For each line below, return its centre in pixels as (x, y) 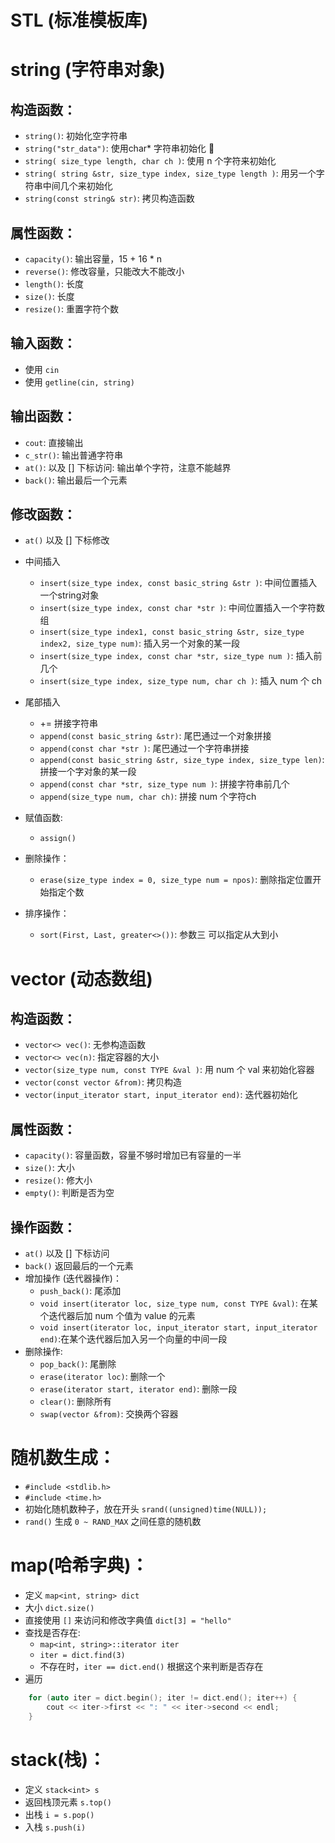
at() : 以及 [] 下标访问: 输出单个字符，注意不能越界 (128, 467)
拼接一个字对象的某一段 (88, 772)
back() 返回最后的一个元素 (79, 1266)
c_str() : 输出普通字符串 (73, 455)
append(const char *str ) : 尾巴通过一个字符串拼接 (144, 748)
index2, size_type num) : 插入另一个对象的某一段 (140, 643)
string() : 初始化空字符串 (76, 136)
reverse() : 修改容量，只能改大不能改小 (104, 271)
